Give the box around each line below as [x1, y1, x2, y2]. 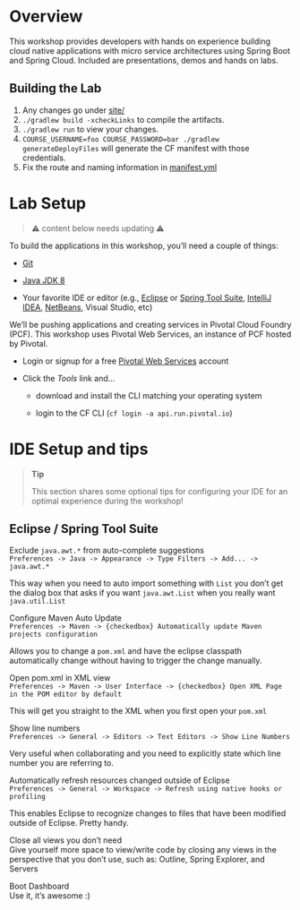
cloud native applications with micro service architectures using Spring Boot [9, 45, 291, 56]
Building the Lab [9, 81, 102, 96]
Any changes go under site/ [21, 105, 125, 116]
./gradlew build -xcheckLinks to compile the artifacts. [21, 114, 226, 124]
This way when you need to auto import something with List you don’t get [9, 578, 284, 588]
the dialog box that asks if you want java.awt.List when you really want [9, 588, 276, 598]
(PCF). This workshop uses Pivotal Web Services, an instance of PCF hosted [9, 329, 292, 339]
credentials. [21, 152, 66, 163]
